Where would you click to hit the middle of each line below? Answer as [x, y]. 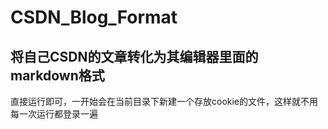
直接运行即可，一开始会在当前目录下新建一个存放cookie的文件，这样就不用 [164, 101]
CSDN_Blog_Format [94, 17]
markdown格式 [57, 75]
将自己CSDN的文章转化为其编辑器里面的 [134, 56]
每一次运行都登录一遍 [54, 114]
